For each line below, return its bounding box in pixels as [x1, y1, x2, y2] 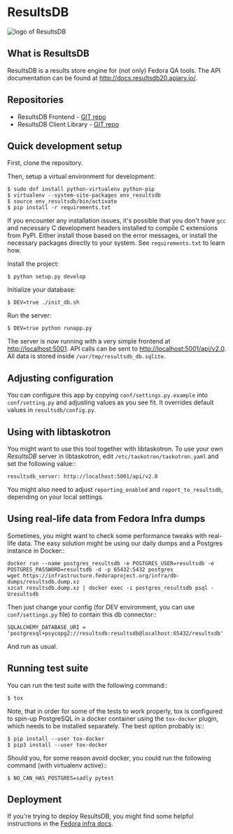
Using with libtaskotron [7, 426, 111, 438]
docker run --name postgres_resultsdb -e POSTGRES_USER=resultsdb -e [7, 560, 215, 567]
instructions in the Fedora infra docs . [7, 819, 113, 828]
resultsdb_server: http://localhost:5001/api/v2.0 [7, 473, 158, 480]
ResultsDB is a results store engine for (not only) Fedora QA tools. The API [7, 66, 221, 74]
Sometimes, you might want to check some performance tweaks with [7, 531, 208, 539]
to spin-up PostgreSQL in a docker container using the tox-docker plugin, [7, 714, 219, 723]
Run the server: [7, 311, 52, 320]
